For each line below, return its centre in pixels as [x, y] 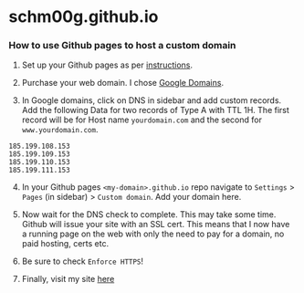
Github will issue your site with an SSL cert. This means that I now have [156, 225]
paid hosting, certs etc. [65, 244]
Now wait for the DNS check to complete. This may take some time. [149, 215]
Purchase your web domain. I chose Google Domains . [123, 83]
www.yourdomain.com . [60, 130]
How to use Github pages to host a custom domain [122, 46]
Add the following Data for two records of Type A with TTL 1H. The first [155, 110]
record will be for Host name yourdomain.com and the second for [142, 120]
